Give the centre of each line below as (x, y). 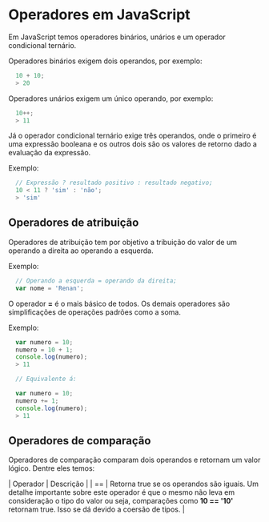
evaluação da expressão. (50, 153)
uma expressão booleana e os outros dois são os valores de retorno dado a (133, 144)
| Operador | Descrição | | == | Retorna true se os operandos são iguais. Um (133, 484)
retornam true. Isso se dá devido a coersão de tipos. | (97, 509)
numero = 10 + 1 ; (44, 350)
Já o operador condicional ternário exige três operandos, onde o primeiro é (132, 136)
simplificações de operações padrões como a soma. (95, 312)
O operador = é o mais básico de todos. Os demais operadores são (119, 303)
